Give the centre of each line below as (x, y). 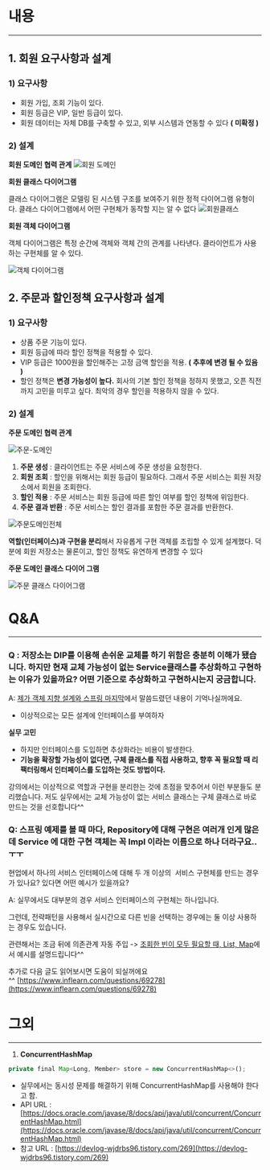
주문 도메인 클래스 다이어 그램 (54, 568)
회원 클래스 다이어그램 (43, 181)
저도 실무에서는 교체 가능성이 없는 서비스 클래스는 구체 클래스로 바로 (151, 797)
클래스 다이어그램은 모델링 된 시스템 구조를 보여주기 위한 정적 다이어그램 (121, 199)
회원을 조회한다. (66, 487)
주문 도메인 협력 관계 (40, 432)
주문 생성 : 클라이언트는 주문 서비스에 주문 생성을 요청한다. (111, 467)
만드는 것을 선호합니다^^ (46, 807)
